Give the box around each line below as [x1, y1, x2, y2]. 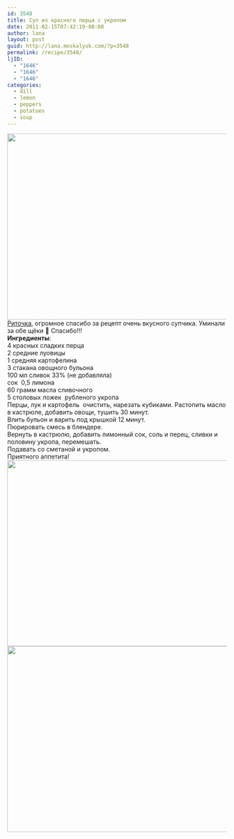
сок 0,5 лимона [7, 378, 55, 387]
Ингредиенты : [7, 334, 52, 342]
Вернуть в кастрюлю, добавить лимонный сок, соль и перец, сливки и [7, 430, 218, 438]
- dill [13, 88, 33, 95]
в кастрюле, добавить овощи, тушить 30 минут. [7, 408, 150, 416]
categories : [7, 82, 42, 88]
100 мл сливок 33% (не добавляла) [7, 371, 113, 379]
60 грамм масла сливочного [7, 385, 93, 394]
